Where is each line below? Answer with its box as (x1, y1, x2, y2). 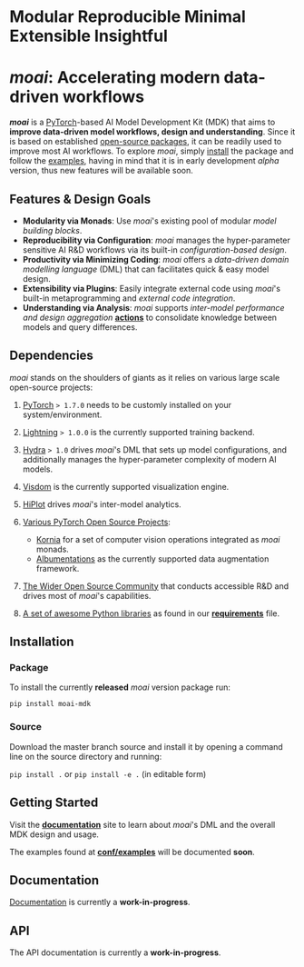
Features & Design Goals (9, 191, 152, 206)
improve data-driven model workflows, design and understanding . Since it (9, 126, 296, 137)
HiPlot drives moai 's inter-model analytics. (22, 498, 181, 510)
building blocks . (22, 224, 83, 235)
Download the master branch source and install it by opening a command (9, 741, 283, 752)
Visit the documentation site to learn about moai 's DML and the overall (9, 819, 276, 830)
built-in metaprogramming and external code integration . (22, 293, 236, 304)
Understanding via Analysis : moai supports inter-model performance (22, 302, 285, 313)
